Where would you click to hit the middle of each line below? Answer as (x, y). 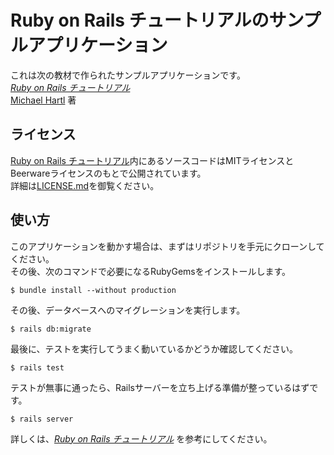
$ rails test (37, 367)
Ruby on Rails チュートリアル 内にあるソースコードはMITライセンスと (152, 160)
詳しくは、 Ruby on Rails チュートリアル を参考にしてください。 (141, 438)
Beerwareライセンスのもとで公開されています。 (108, 173)
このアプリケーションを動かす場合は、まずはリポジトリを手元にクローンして (167, 246)
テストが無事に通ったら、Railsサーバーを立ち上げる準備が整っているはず (160, 387)
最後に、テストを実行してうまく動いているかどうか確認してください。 (154, 348)
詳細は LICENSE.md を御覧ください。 (85, 185)
